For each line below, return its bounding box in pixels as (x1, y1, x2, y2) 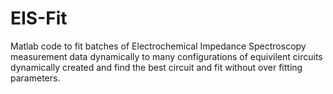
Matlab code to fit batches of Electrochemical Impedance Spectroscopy (10, 40, 307, 52)
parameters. (10, 72, 61, 84)
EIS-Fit (10, 7, 68, 30)
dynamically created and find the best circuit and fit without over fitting (10, 61, 303, 73)
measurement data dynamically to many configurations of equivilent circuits (10, 50, 323, 62)
